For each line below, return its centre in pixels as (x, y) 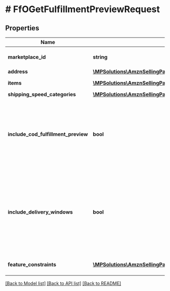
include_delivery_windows (40, 212)
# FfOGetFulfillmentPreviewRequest (83, 9)
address (18, 72)
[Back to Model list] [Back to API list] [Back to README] (63, 283)
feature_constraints (32, 264)
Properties (22, 28)
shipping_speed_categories (42, 94)
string (100, 57)
